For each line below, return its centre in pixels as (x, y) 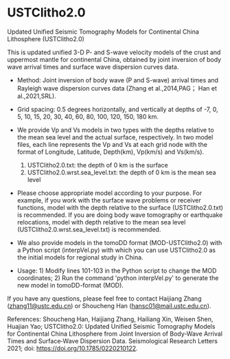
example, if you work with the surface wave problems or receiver (109, 200)
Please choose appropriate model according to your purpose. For (110, 193)
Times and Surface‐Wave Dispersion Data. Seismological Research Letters (113, 340)
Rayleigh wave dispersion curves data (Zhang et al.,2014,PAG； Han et (117, 88)
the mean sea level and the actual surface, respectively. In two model (115, 137)
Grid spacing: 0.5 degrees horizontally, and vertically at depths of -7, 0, (117, 109)
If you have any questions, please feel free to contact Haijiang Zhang (104, 298)
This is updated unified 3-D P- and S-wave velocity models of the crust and (114, 52)
